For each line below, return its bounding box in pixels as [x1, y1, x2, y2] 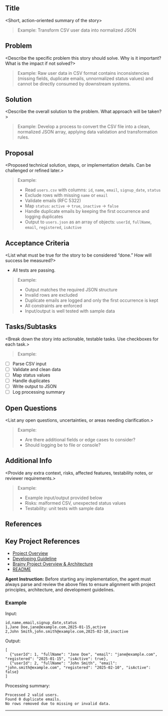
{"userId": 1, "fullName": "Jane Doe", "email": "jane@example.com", [9, 652, 157, 657]
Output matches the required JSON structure [24, 287, 117, 293]
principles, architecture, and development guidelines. [5, 587, 115, 593]
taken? [147, 108, 162, 114]
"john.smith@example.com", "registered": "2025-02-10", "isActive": [5, 665, 151, 670]
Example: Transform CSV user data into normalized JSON [17, 27, 136, 33]
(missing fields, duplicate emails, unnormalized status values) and [17, 75, 153, 81]
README [12, 566, 31, 572]
